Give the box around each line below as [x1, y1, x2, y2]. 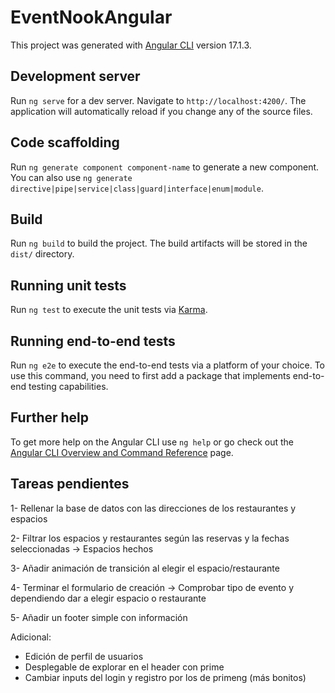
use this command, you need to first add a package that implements [10, 370, 291, 381]
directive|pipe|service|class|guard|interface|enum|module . [10, 182, 264, 194]
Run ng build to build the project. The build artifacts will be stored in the [10, 237, 308, 250]
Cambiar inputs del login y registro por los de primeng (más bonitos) [24, 671, 307, 683]
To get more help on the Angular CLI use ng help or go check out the [10, 436, 294, 448]
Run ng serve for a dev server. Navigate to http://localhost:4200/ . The [10, 94, 307, 106]
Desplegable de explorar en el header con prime [24, 661, 225, 673]
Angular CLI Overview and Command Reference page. [10, 446, 234, 458]
